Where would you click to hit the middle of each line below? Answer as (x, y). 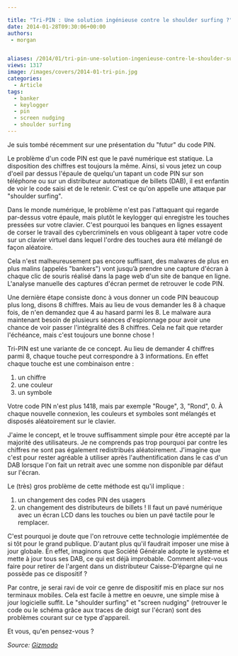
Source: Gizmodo (33, 645)
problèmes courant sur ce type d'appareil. (69, 617)
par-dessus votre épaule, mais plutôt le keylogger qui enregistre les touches (119, 217)
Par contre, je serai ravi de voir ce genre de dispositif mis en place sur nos (116, 587)
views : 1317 (25, 65)
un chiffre (32, 377)
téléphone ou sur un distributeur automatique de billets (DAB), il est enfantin (118, 180)
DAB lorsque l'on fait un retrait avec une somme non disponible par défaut (115, 465)
